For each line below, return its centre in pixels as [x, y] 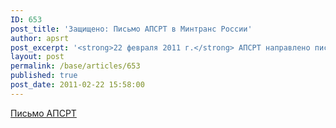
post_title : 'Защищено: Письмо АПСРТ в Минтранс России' [131, 29]
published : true [44, 76]
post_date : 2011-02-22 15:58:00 [77, 85]
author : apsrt [40, 38]
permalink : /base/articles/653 [75, 66]
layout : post [37, 57]
